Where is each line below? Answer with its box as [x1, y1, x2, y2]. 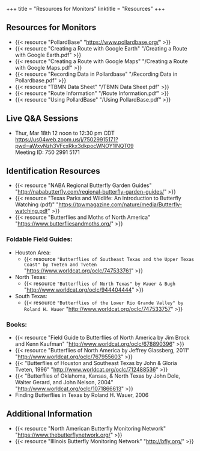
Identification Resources [6, 166, 100, 176]
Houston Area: [14, 249, 51, 256]
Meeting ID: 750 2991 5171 [14, 149, 80, 156]
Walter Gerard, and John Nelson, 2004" [14, 379, 114, 386]
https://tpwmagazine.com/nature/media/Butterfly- [58, 201, 182, 208]
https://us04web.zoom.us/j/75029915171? [14, 135, 118, 143]
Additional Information [6, 409, 92, 419]
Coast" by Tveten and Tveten [23, 262, 97, 268]
